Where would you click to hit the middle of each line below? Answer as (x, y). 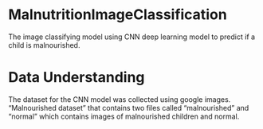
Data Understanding (77, 78)
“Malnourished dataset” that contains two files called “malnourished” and (129, 107)
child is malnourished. (44, 45)
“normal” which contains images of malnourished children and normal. (124, 116)
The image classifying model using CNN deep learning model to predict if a (132, 37)
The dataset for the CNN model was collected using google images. (120, 99)
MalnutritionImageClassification (118, 15)
